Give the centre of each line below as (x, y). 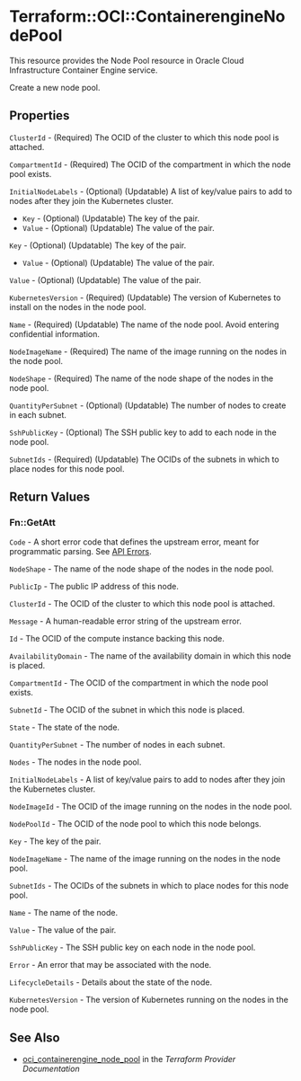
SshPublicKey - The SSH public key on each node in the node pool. (133, 948)
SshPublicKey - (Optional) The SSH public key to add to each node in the (143, 432)
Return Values (50, 497)
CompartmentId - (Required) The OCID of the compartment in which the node (150, 164)
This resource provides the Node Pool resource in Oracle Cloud (127, 60)
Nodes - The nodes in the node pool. (75, 762)
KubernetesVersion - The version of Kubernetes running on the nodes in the (149, 1000)
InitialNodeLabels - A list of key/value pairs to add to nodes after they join (147, 780)
